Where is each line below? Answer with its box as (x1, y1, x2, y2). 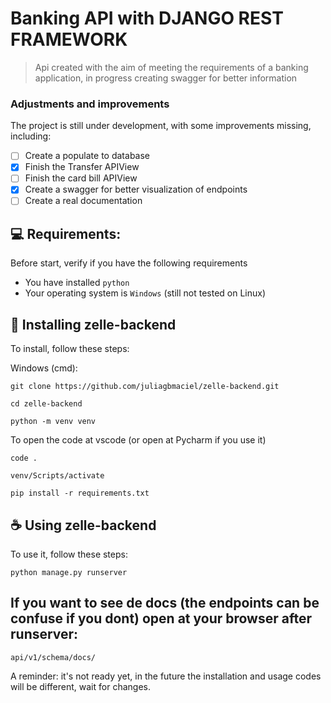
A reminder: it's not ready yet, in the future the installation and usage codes (10, 670, 322, 682)
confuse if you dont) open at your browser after (10, 610, 313, 627)
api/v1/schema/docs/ (10, 652, 97, 662)
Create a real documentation (24, 195, 143, 207)
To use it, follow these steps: (10, 548, 128, 560)
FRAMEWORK (10, 28, 128, 51)
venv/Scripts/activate (10, 471, 105, 481)
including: (10, 130, 52, 142)
